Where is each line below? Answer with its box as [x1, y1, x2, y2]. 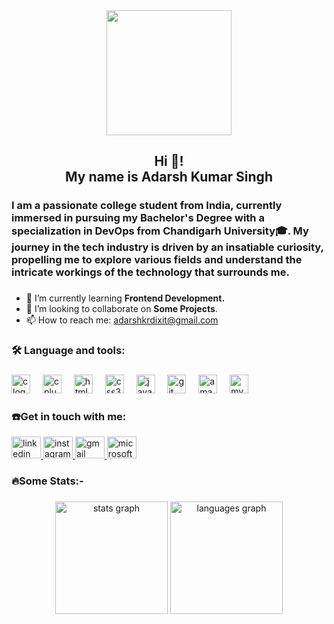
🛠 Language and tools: [11, 344, 126, 358]
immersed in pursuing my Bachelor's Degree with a [11, 211, 265, 225]
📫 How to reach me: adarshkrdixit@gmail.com [25, 314, 219, 326]
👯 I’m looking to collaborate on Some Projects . [25, 303, 218, 315]
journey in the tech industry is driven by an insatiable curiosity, [11, 240, 324, 254]
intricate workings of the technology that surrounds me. [11, 265, 290, 279]
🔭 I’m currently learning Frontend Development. [25, 292, 226, 304]
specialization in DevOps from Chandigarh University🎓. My [11, 224, 309, 238]
